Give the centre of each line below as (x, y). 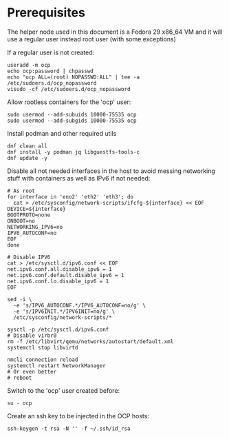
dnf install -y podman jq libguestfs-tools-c (73, 152)
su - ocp (20, 403)
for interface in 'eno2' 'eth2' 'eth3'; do (70, 197)
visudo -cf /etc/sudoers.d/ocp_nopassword (69, 89)
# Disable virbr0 (32, 336)
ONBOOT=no (21, 221)
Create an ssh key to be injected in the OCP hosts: (78, 416)
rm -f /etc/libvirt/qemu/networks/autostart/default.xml (90, 341)
